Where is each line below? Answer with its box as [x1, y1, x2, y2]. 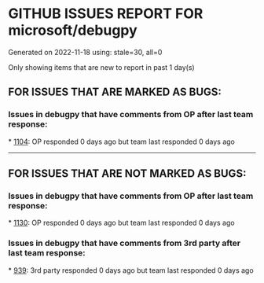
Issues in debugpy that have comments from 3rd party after [8, 237, 241, 248]
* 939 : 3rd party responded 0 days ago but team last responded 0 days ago [8, 265, 254, 275]
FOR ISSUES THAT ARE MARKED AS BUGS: [8, 86, 222, 99]
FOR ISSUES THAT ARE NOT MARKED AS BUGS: [8, 167, 247, 181]
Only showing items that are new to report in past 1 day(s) [8, 62, 195, 72]
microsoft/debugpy [8, 21, 137, 39]
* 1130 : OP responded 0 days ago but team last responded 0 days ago [8, 218, 235, 228]
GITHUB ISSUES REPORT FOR [8, 5, 203, 23]
